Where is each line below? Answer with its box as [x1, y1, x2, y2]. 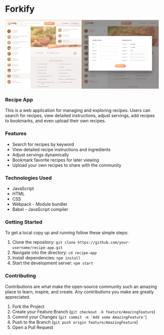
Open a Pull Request [12, 324, 54, 330]
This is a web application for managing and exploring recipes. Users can [5, 107, 150, 113]
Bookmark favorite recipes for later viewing [12, 157, 99, 163]
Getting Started [5, 218, 42, 225]
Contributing [5, 272, 36, 279]
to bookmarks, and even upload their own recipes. [5, 118, 106, 124]
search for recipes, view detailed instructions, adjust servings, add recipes [5, 113, 155, 119]
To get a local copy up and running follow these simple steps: [5, 230, 128, 236]
